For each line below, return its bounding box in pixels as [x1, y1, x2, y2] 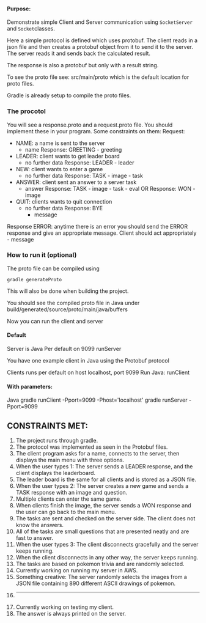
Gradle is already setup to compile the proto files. [7, 92, 131, 99]
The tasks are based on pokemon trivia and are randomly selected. [15, 560, 185, 568]
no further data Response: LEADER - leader [24, 159, 134, 166]
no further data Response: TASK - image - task [24, 172, 143, 179]
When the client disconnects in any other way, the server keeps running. [15, 554, 199, 561]
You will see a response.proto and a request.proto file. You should [7, 121, 173, 128]
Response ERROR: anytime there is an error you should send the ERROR [7, 223, 188, 230]
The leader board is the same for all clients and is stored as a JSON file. [15, 476, 197, 483]
